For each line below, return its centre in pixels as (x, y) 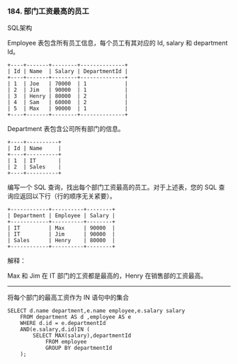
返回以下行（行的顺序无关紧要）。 (68, 196)
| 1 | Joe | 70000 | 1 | (68, 84)
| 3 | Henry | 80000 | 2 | (68, 96)
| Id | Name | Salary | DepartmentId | (68, 72)
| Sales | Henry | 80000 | (61, 241)
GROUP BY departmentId (79, 348)
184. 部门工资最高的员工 (49, 11)
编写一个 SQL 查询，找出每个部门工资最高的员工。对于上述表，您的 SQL (112, 187)
